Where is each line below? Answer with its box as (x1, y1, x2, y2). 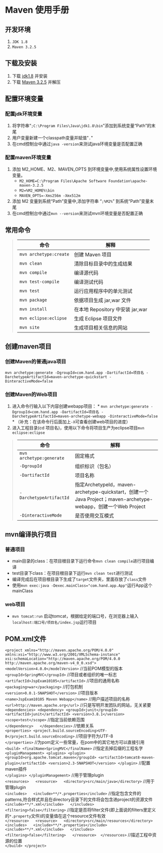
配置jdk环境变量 (5, 111, 43, 117)
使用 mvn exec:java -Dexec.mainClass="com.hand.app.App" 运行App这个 (12, 582, 153, 588)
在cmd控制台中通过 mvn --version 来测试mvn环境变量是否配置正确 (12, 210, 143, 216)
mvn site (19, 325, 40, 330)
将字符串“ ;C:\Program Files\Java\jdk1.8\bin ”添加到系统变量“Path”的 (12, 122, 152, 128)
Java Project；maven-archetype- (75, 496, 153, 503)
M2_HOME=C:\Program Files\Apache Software (19, 178, 107, 183)
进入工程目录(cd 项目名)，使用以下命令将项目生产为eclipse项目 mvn (12, 425, 145, 430)
